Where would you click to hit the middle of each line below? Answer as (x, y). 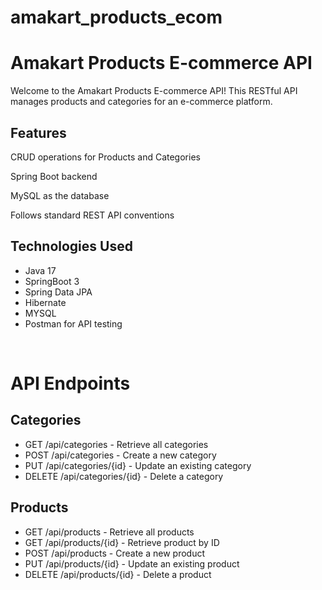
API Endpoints (70, 383)
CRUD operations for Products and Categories (105, 157)
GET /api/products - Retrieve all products (109, 532)
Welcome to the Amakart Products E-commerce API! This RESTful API (154, 91)
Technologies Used (71, 246)
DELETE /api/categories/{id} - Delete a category (124, 476)
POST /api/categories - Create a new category (120, 455)
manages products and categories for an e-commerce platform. (141, 102)
